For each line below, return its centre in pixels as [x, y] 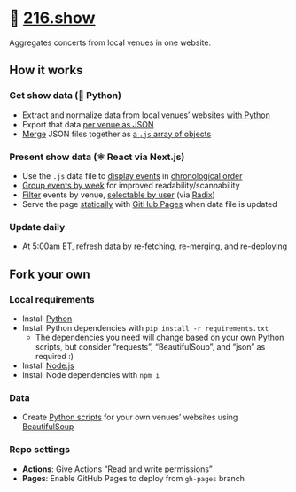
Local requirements [52, 299]
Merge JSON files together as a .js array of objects [117, 134]
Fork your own [50, 274]
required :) [54, 356]
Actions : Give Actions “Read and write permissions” [117, 469]
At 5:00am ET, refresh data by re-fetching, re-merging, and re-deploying [155, 246]
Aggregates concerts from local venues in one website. [110, 42]
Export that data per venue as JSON [88, 124]
